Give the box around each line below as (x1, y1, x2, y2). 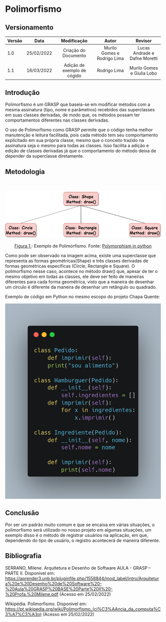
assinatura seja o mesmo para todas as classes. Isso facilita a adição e (5, 142, 149, 149)
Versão (7, 38, 23, 44)
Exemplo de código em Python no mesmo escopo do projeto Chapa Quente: (5, 293, 161, 300)
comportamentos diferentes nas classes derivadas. (5, 117, 110, 123)
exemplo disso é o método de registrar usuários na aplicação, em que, (5, 532, 149, 538)
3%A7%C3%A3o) (5, 611, 42, 617)
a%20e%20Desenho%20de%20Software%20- (5, 580, 102, 586)
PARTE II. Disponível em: (5, 570, 55, 576)
